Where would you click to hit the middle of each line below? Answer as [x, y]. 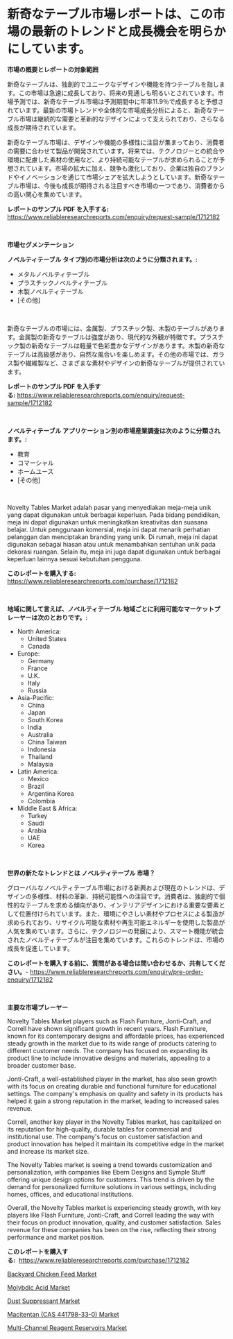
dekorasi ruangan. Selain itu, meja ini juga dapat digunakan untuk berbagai [114, 552]
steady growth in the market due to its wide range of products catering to [112, 1043]
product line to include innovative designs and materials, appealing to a [109, 1058]
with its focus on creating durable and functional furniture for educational [112, 1086]
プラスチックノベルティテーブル [62, 282]
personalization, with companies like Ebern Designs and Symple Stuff [106, 1172]
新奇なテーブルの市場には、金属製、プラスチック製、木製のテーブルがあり [113, 328]
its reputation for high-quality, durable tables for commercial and [100, 1129]
